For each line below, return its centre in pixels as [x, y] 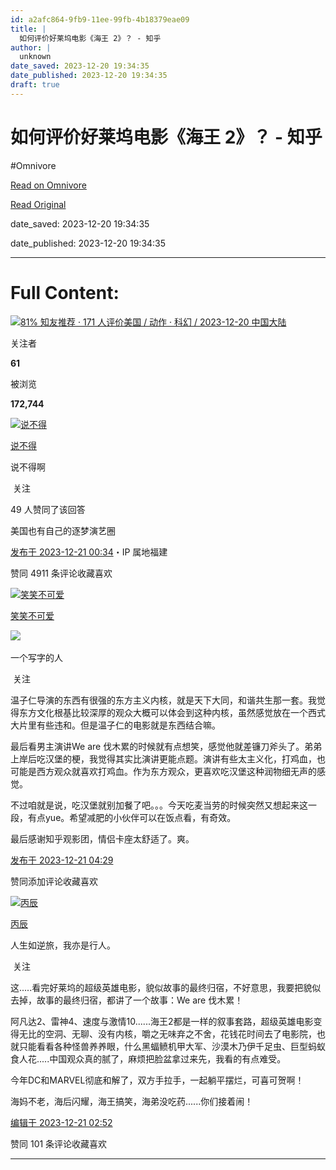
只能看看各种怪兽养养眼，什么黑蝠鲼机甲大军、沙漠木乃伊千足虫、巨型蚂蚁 [172, 1046]
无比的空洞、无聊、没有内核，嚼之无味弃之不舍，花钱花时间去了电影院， [167, 1033]
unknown [35, 57]
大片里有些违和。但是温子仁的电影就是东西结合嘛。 [115, 725]
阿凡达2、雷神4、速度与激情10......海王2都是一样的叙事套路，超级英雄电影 [162, 1021]
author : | [31, 47]
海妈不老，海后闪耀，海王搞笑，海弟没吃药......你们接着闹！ [132, 1101]
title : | [28, 29]
